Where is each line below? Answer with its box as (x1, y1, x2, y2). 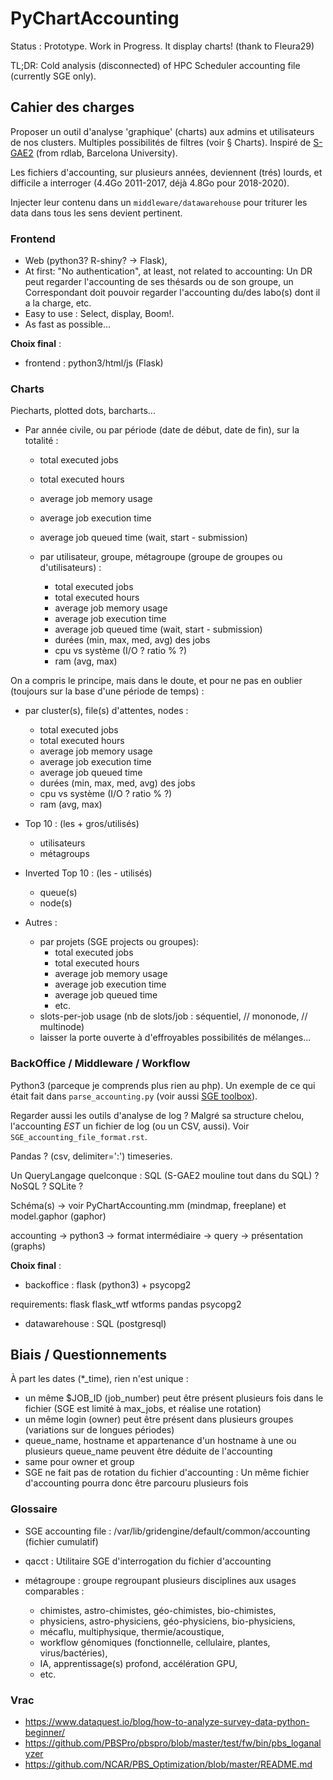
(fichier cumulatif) (24, 1535, 99, 1547)
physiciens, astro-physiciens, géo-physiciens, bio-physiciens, (39, 1615, 296, 1627)
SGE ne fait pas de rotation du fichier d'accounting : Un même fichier (24, 1467, 310, 1479)
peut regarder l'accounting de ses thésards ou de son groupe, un (24, 276, 294, 288)
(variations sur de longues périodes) (24, 1424, 175, 1436)
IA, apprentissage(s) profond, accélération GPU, (39, 1657, 238, 1669)
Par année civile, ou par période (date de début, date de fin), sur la (24, 424, 300, 436)
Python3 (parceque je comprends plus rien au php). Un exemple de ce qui (10, 1079, 316, 1091)
